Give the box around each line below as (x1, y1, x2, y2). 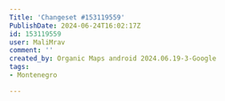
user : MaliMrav (9, 37, 66, 47)
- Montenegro (9, 71, 58, 80)
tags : (9, 63, 29, 72)
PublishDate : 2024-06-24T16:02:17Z (9, 21, 141, 30)
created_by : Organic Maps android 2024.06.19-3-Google (9, 54, 217, 63)
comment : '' (9, 46, 53, 55)
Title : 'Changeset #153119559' (9, 12, 125, 22)
